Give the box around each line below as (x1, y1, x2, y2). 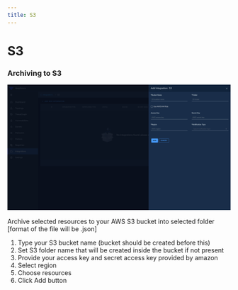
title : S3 (7, 11, 37, 18)
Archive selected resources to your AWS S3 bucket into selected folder (7, 217, 215, 225)
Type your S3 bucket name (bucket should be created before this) (17, 238, 210, 247)
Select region (17, 261, 57, 269)
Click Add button (17, 276, 67, 284)
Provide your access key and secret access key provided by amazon (17, 253, 218, 262)
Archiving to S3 (7, 68, 62, 78)
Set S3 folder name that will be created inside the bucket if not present (17, 245, 225, 255)
